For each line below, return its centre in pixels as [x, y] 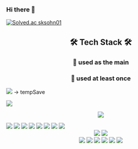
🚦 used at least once [101, 78]
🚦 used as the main [101, 62]
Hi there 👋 [21, 10]
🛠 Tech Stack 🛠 [101, 42]
